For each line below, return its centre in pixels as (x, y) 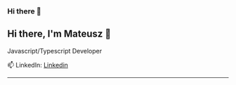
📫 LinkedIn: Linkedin (38, 65)
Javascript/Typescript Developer (55, 51)
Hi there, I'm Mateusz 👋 (59, 34)
